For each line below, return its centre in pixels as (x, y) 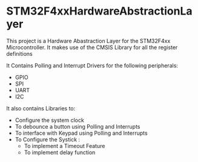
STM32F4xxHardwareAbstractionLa (99, 11)
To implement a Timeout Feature (64, 146)
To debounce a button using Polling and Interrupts (78, 126)
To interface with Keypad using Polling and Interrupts (81, 133)
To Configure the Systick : (48, 139)
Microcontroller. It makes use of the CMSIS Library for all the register (92, 47)
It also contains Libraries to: (41, 108)
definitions (19, 53)
